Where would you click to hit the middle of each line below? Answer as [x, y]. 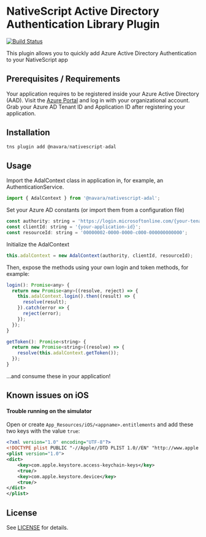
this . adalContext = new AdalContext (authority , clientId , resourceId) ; [100, 256]
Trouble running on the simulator [49, 411]
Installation [28, 133]
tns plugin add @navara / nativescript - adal [61, 147]
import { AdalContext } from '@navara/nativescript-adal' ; [83, 198]
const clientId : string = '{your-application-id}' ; [74, 227]
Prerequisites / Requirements [63, 79]
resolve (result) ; [45, 302]
